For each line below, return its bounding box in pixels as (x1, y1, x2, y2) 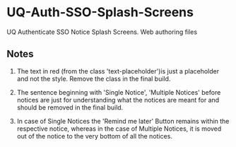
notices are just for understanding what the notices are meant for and (16, 95, 220, 104)
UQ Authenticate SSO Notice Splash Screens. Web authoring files (6, 28, 198, 36)
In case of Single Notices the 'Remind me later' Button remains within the (16, 117, 230, 125)
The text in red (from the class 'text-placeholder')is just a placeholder (16, 66, 220, 75)
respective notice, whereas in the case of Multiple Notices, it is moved (16, 124, 222, 133)
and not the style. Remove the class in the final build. (16, 74, 171, 83)
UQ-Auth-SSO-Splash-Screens (6, 4, 194, 20)
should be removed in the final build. (16, 103, 124, 112)
